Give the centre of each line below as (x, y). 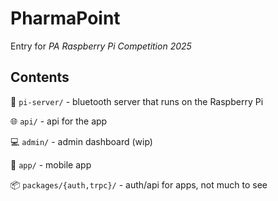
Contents (40, 77)
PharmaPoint (65, 18)
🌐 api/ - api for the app (59, 121)
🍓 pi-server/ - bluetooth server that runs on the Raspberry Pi (137, 101)
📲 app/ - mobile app (51, 164)
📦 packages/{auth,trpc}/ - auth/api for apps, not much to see (139, 184)
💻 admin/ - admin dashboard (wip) (81, 141)
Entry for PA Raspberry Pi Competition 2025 (101, 46)
